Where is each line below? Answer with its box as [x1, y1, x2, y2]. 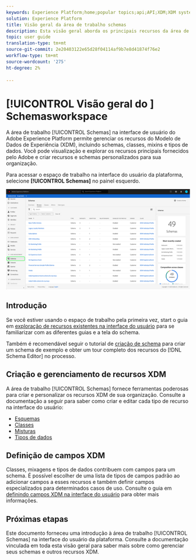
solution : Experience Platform [6, 15, 82, 22]
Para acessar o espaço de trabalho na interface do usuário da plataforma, [6, 171, 184, 178]
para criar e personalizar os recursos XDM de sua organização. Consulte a [6, 391, 185, 398]
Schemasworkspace [6, 109, 108, 123]
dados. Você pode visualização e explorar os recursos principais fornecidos [6, 147, 189, 154]
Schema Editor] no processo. [6, 352, 76, 359]
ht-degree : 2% [6, 65, 41, 71]
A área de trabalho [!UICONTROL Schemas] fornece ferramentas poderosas [6, 385, 188, 392]
